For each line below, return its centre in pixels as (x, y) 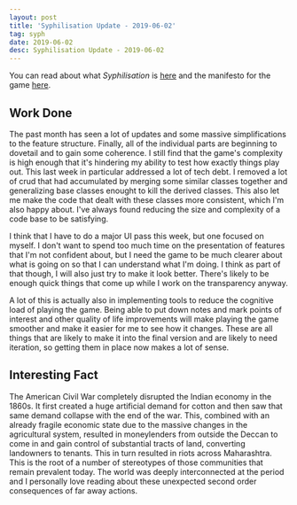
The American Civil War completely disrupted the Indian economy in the (141, 396)
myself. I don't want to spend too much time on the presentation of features (147, 245)
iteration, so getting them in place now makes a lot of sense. (119, 347)
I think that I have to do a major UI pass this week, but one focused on (137, 236)
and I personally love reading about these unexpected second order (133, 481)
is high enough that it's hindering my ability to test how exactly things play (145, 162)
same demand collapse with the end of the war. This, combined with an (140, 415)
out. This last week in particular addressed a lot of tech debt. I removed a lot (148, 171)
